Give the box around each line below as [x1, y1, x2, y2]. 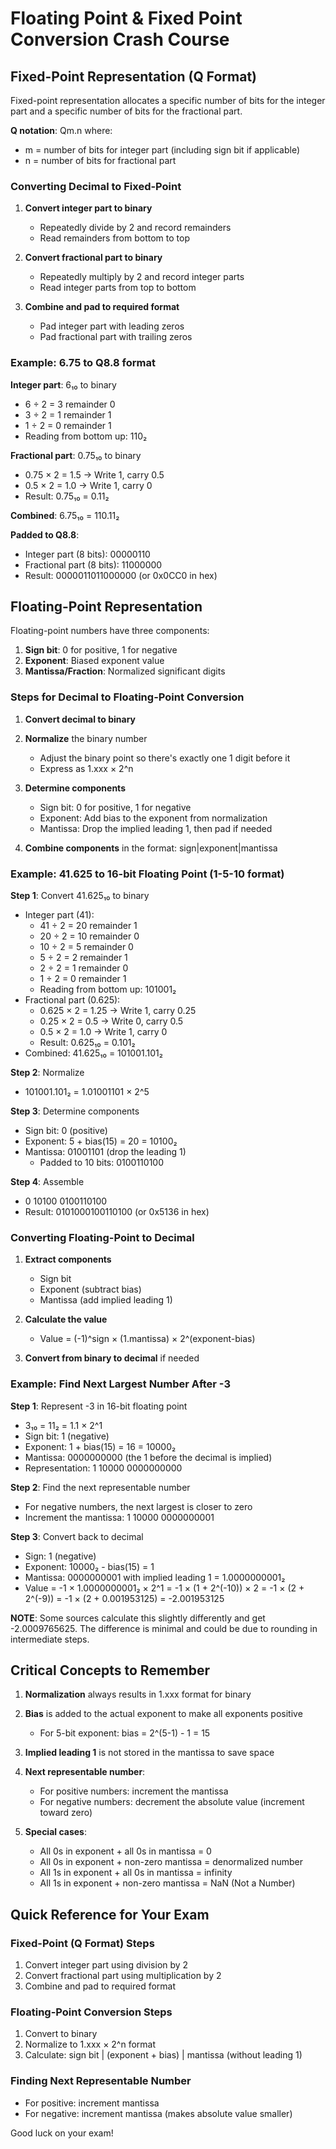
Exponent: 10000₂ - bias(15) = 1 [24, 1560, 155, 1572]
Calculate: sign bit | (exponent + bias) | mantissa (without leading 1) [24, 2049, 303, 2061]
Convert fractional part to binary [24, 252, 163, 264]
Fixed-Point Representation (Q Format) [10, 68, 258, 85]
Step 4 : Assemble [10, 1176, 85, 1187]
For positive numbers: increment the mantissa [39, 1785, 229, 1797]
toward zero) [39, 1807, 93, 1819]
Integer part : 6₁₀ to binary [10, 378, 117, 391]
